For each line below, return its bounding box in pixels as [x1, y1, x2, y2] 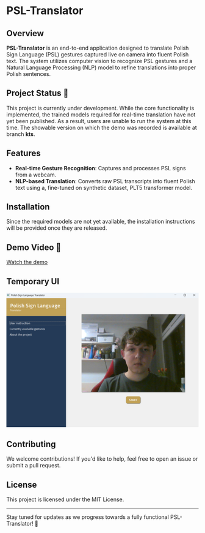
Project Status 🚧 [6, 88, 69, 99]
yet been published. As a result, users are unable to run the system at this [6, 117, 192, 124]
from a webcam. [15, 171, 57, 178]
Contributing [6, 439, 56, 449]
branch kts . [6, 130, 35, 138]
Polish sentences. [6, 70, 51, 77]
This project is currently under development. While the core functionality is [6, 104, 195, 112]
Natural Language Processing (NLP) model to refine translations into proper [6, 64, 196, 71]
